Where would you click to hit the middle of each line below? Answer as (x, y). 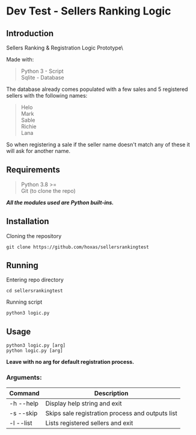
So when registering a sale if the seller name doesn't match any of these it (98, 145)
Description (111, 393)
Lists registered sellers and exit (89, 423)
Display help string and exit (84, 403)
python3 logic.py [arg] (36, 346)
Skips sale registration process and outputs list (111, 413)
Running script (24, 302)
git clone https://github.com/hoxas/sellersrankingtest (78, 247)
